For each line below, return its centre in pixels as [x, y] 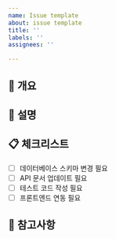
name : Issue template [43, 15]
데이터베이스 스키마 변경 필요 [63, 168]
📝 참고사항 [32, 225]
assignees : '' [31, 45]
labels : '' [26, 37]
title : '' [24, 30]
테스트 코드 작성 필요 [51, 188]
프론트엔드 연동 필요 [50, 197]
